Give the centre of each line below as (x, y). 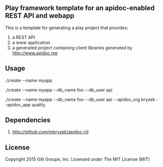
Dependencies (28, 120)
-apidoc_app (18, 104)
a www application (31, 42)
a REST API (24, 37)
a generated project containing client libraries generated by (72, 48)
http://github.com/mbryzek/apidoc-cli (50, 132)
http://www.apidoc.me (35, 53)
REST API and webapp (40, 16)
